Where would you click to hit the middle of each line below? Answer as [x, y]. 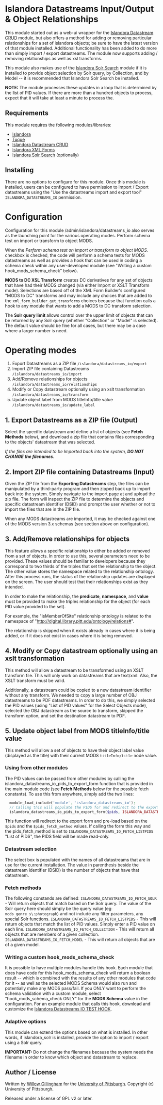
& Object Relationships [52, 19]
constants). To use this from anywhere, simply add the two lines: [70, 794]
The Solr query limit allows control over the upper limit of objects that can [79, 315]
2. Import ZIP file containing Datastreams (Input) [80, 472]
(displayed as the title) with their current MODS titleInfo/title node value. [81, 755]
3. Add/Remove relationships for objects [67, 539]
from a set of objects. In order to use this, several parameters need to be [78, 556]
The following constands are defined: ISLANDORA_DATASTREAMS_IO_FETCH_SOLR [81, 898]
